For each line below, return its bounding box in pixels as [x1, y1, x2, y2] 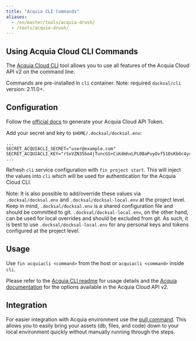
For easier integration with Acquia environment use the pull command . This [6, 316, 187, 323]
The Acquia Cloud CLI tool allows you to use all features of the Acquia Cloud [6, 62, 190, 69]
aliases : [6, 14, 27, 20]
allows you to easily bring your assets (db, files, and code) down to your [6, 322, 179, 329]
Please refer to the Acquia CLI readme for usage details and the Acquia [6, 277, 177, 284]
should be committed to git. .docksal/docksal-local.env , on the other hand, [6, 208, 188, 215]
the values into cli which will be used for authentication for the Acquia [6, 172, 176, 179]
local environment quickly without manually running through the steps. [6, 328, 176, 335]
